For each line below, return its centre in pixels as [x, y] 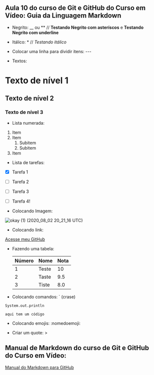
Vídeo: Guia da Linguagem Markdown [63, 16]
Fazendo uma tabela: [33, 248]
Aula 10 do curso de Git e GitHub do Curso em [75, 8]
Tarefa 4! [21, 201]
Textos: [19, 61]
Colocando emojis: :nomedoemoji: [46, 323]
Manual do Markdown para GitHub [40, 367]
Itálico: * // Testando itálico [39, 42]
